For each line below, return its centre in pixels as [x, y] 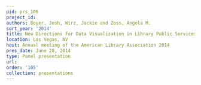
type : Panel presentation [38, 56]
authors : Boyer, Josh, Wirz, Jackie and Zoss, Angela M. [79, 23]
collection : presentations [40, 73]
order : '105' [22, 67]
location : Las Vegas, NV [37, 40]
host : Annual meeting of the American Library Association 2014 [88, 45]
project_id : [21, 17]
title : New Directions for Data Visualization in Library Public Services [101, 34]
